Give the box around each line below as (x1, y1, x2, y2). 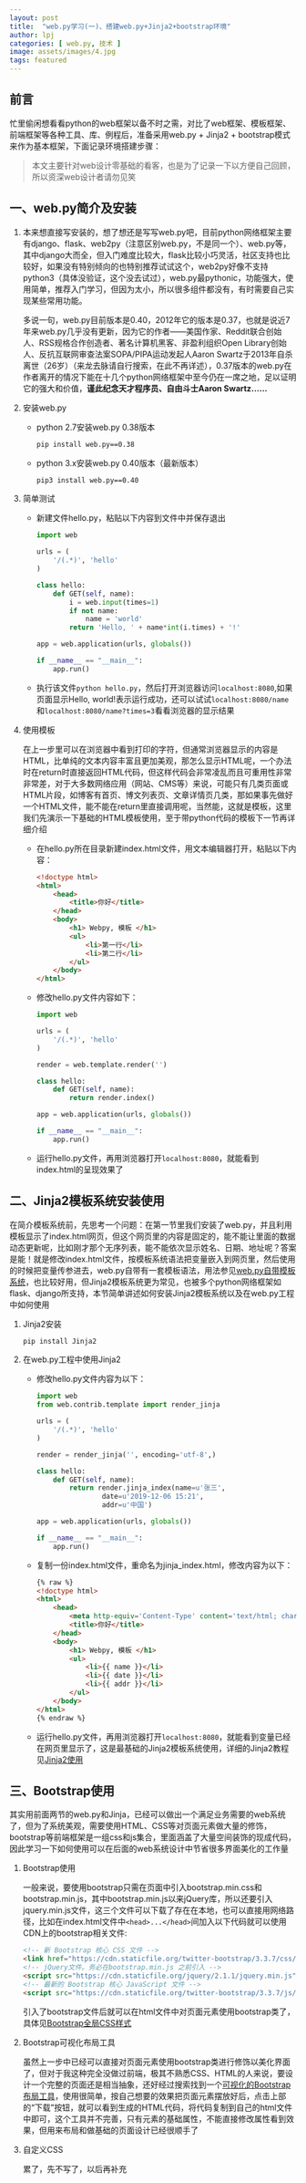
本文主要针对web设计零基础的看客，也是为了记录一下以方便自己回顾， (31, 160, 296, 171)
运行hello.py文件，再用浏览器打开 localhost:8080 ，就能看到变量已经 (36, 1731, 291, 1742)
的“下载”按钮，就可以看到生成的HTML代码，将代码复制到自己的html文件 (22, 2102, 293, 2113)
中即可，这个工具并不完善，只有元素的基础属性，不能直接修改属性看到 (22, 2113, 287, 2124)
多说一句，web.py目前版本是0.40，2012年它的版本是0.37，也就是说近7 (22, 314, 291, 325)
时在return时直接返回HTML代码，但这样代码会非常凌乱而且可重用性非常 (22, 766, 292, 777)
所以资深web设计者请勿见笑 (31, 171, 137, 182)
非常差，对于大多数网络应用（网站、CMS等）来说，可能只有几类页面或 (22, 777, 289, 789)
